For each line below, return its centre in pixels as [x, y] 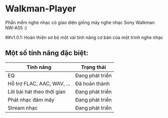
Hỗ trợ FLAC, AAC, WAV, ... [39, 84]
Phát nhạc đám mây [31, 100]
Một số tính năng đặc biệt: [47, 53]
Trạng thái [94, 67]
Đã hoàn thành [92, 84]
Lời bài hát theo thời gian [37, 92]
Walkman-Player [41, 9]
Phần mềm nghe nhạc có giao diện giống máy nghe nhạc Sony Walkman [80, 22]
